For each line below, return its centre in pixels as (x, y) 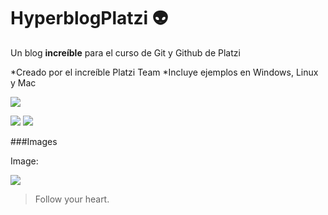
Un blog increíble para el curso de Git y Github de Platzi (125, 52)
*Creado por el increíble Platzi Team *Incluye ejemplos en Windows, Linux (164, 72)
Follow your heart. (72, 199)
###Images (34, 141)
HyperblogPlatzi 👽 (89, 18)
